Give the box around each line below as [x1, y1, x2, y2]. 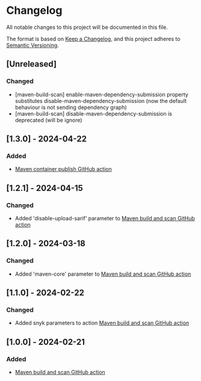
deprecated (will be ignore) [14, 116, 82, 123]
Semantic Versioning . [6, 42, 59, 49]
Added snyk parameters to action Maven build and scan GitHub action [14, 320, 190, 327]
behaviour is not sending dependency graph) [14, 104, 128, 111]
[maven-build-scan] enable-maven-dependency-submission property [14, 91, 188, 98]
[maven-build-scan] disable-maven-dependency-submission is [14, 110, 173, 117]
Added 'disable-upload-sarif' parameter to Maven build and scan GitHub [14, 215, 196, 221]
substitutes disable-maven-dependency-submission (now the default [14, 97, 187, 104]
